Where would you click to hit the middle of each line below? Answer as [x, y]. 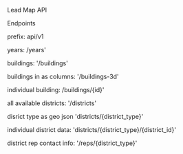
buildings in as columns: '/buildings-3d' [63, 76]
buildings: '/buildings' [38, 63]
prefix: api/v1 [25, 36]
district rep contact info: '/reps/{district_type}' [72, 143]
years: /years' [27, 50]
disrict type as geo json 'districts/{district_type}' [75, 117]
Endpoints [21, 23]
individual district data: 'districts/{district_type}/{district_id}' [92, 130]
